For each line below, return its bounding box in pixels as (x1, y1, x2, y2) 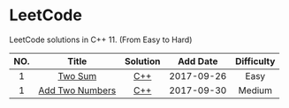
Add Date (178, 54, 218, 67)
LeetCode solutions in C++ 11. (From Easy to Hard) (9, 34, 193, 45)
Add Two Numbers (38, 84, 117, 97)
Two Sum (57, 69, 97, 82)
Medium (238, 84, 272, 97)
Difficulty (235, 54, 276, 67)
